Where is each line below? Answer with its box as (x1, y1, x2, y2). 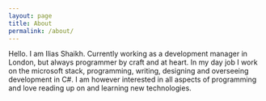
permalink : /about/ (8, 27, 74, 35)
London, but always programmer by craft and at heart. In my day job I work (8, 57, 258, 67)
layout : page (8, 11, 53, 20)
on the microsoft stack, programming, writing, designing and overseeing (8, 66, 249, 76)
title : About (8, 19, 53, 27)
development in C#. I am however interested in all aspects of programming (8, 74, 257, 85)
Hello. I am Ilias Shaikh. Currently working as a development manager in (8, 49, 248, 59)
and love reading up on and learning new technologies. (8, 83, 192, 93)
